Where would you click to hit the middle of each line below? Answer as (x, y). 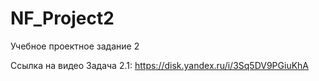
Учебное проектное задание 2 (75, 46)
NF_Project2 (62, 18)
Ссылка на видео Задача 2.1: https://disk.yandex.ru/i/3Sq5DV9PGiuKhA (160, 65)
